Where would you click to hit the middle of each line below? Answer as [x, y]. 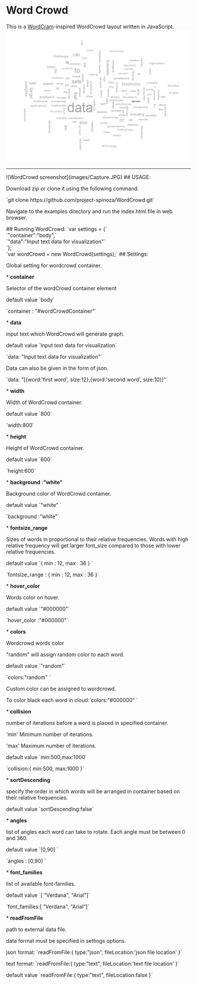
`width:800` [20, 425]
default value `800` [29, 414]
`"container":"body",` [31, 236]
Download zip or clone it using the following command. [72, 188]
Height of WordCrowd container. [45, 448]
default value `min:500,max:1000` [47, 757]
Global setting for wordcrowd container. [54, 266]
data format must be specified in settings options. [66, 941]
